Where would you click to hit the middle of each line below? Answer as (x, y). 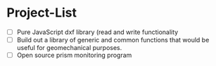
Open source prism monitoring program (74, 55)
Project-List (42, 13)
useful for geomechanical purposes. (69, 48)
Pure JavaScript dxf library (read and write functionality (97, 32)
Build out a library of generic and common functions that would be (113, 40)
